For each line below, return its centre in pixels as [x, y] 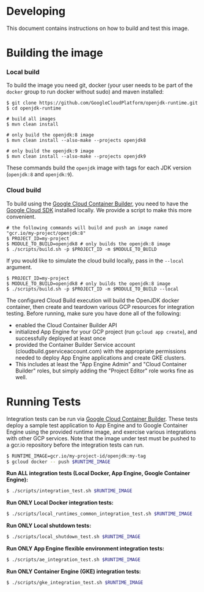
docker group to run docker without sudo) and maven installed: [85, 92]
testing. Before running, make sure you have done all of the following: [94, 313]
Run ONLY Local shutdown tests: [49, 526]
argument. [19, 267]
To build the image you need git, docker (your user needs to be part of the [100, 85]
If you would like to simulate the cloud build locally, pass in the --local [95, 261]
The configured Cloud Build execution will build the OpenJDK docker [93, 300]
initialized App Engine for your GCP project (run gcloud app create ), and [106, 331]
